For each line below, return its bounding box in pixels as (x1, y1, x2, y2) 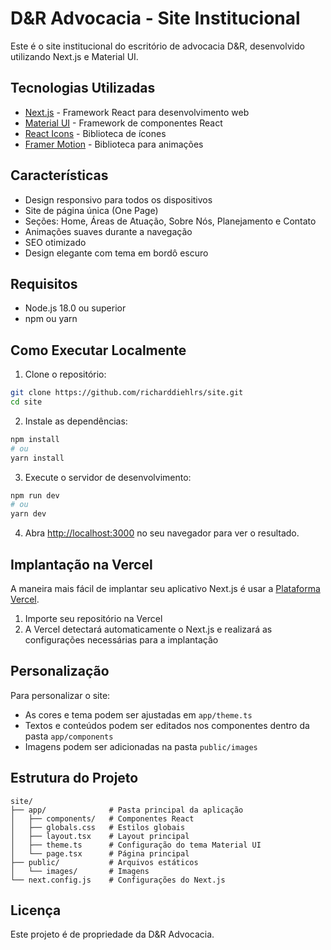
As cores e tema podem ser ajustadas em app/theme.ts (24, 708, 253, 721)
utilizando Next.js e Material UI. (10, 50, 139, 62)
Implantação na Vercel (10, 556, 153, 573)
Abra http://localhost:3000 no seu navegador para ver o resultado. (24, 527, 300, 539)
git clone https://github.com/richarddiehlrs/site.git (10, 388, 244, 398)
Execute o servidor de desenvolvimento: (24, 471, 192, 483)
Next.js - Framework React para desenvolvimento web (24, 106, 250, 118)
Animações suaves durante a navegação (24, 225, 193, 237)
